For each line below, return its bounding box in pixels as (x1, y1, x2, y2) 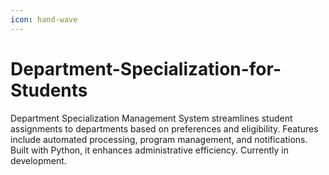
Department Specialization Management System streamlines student (10, 112, 293, 124)
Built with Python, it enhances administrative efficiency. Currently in (10, 144, 289, 156)
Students (10, 79, 88, 101)
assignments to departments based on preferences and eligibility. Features (10, 122, 319, 135)
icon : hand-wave (10, 14, 78, 25)
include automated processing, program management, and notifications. (10, 133, 308, 145)
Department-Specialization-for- (10, 57, 282, 80)
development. (10, 154, 67, 166)
